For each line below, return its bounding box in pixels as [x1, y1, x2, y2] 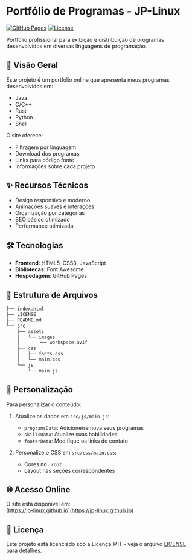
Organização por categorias [14, 209, 85, 216]
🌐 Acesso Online [6, 484, 71, 495]
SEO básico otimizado [14, 216, 71, 223]
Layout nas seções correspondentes [24, 467, 115, 474]
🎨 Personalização [6, 384, 74, 395]
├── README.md [6, 317, 42, 323]
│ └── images [17, 334, 56, 340]
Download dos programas [14, 150, 80, 157]
